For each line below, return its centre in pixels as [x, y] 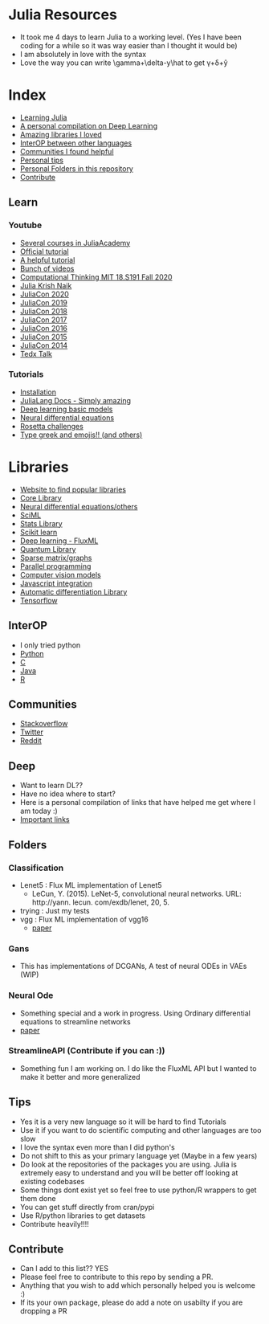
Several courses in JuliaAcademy [75, 243]
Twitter [32, 732]
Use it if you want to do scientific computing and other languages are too [141, 1130]
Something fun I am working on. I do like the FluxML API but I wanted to [138, 1068]
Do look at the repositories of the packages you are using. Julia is [128, 1164]
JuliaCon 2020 [45, 294]
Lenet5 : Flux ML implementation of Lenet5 [91, 885]
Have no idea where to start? [68, 794]
